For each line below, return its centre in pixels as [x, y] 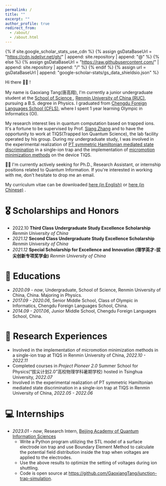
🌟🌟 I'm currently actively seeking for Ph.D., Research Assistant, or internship [83, 164]
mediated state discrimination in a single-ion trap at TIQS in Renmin [81, 387]
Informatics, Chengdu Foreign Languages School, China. [70, 306]
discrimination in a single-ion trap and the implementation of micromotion [80, 150]
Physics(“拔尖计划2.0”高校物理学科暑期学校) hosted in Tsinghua [77, 372]
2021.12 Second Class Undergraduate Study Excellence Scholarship [83, 238]
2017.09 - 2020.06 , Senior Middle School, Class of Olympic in [75, 300]
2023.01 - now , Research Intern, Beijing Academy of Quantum [75, 431]
